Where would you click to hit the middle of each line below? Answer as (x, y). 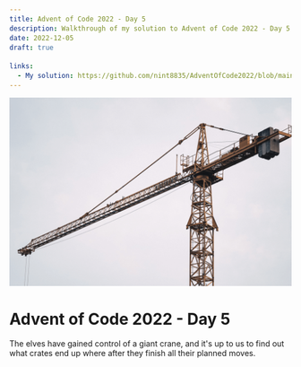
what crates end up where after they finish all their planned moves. (133, 354)
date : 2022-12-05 (42, 38)
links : (21, 66)
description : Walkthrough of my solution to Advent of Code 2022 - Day (146, 28)
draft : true (31, 48)
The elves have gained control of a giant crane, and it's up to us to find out (147, 344)
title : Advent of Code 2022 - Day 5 (77, 19)
